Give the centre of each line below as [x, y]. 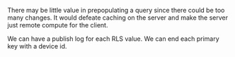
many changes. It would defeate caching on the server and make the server [118, 18]
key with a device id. [37, 46]
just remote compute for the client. [58, 25]
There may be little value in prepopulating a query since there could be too [116, 10]
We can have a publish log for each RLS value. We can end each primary [113, 39]
